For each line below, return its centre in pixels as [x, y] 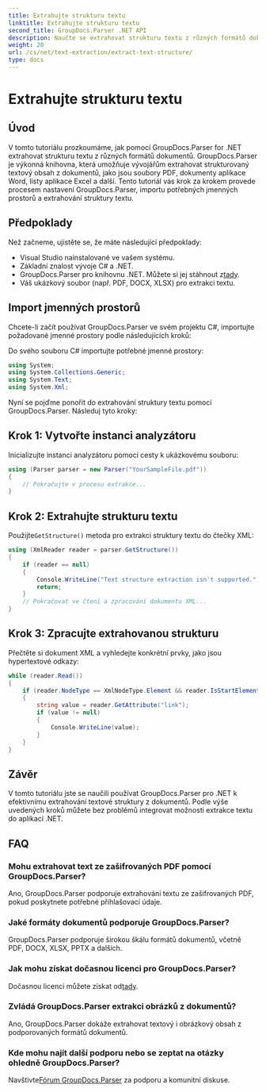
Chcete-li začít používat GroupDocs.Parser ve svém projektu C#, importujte [131, 327]
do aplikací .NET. [36, 819]
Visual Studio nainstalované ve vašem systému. [97, 257]
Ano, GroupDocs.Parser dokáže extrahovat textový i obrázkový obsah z [125, 1024]
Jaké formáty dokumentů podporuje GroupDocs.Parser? [119, 922]
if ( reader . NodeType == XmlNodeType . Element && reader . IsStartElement [141, 690]
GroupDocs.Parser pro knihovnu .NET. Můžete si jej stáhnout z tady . [129, 274]
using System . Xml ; [38, 387]
